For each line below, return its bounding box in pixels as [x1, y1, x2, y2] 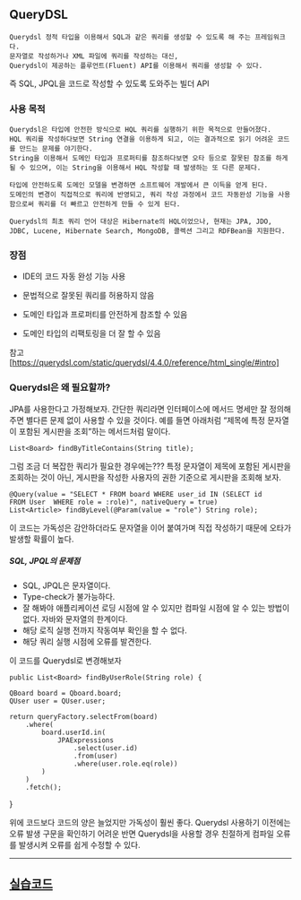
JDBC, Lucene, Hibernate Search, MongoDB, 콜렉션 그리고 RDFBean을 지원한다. [9, 227, 286, 236]
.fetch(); [25, 783, 63, 792]
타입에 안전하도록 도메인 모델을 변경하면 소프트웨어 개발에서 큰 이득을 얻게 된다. [9, 181, 269, 190]
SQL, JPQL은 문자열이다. [21, 580, 111, 591]
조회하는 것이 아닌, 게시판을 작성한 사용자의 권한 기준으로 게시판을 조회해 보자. [9, 472, 282, 482]
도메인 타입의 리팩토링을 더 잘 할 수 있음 [21, 328, 161, 339]
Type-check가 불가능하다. [21, 591, 116, 601]
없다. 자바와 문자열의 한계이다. [21, 613, 128, 624]
